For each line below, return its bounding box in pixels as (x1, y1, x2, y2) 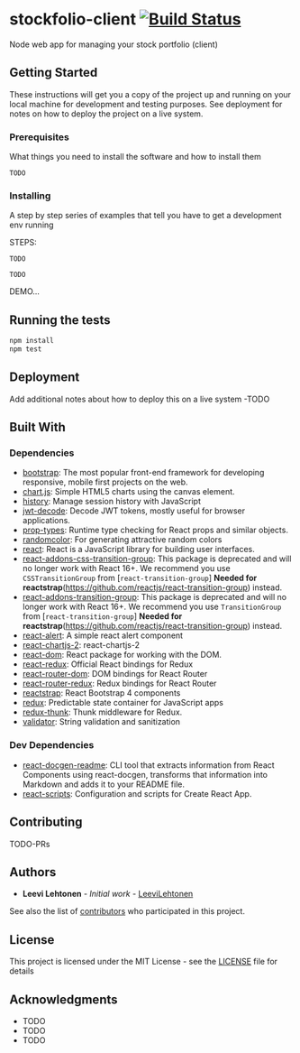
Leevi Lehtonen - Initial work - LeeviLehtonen (22, 889, 194, 900)
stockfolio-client (9, 9, 137, 30)
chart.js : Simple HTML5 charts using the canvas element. (22, 486, 236, 497)
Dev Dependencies (9, 739, 95, 752)
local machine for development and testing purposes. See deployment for (9, 98, 283, 109)
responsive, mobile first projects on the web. (22, 476, 188, 487)
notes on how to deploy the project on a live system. (9, 108, 204, 119)
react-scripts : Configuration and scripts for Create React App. (22, 788, 252, 799)
